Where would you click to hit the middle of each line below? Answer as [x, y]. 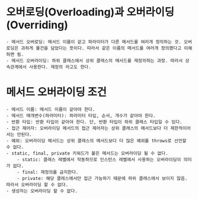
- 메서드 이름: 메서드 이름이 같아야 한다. [51, 109]
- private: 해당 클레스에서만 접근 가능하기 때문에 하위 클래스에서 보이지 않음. [102, 178]
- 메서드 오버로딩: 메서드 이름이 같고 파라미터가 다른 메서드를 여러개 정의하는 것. [94, 42]
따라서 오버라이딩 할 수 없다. [37, 185]
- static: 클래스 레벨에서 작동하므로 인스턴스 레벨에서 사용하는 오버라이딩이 [99, 159]
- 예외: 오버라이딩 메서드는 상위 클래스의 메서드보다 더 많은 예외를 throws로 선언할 [96, 141]
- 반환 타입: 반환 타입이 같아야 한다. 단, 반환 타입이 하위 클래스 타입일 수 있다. [94, 122]
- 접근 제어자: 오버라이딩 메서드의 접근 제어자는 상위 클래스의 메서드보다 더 [87, 128]
